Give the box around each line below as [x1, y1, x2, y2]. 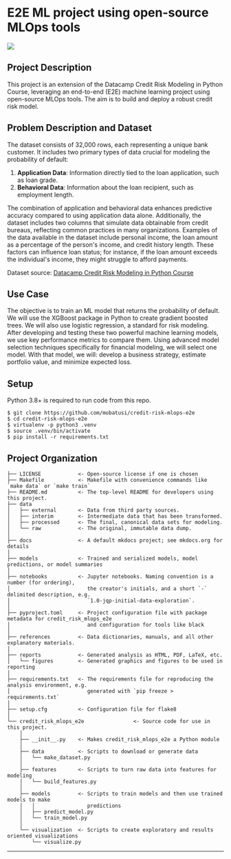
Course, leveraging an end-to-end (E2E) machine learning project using [7, 88, 210, 96]
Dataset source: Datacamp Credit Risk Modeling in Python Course [7, 268, 194, 276]
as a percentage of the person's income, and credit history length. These [7, 240, 214, 249]
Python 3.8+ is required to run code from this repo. [7, 396, 151, 405]
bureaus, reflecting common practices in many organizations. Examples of [7, 225, 218, 234]
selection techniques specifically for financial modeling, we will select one [7, 343, 217, 352]
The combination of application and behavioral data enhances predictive [7, 203, 212, 212]
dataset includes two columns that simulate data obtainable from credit [7, 219, 208, 227]
